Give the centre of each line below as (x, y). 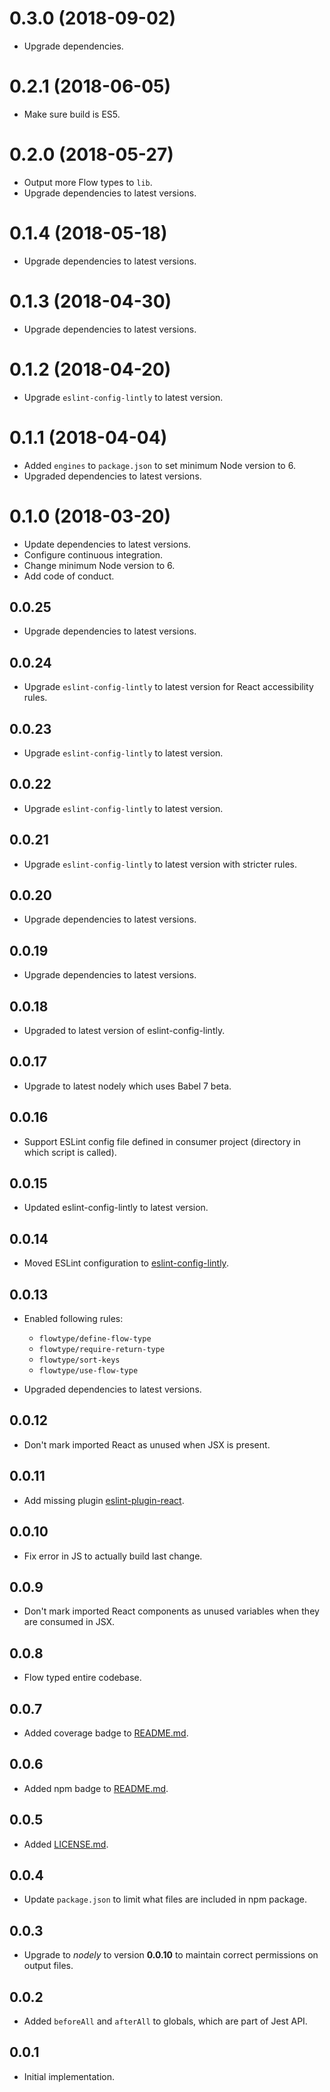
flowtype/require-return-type (102, 1350)
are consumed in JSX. (69, 1622)
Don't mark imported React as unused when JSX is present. (147, 1444)
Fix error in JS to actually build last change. (113, 1556)
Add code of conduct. (69, 576)
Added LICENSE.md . (66, 1844)
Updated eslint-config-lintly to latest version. (116, 1208)
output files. (48, 1966)
